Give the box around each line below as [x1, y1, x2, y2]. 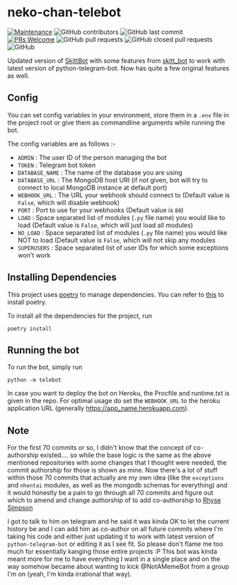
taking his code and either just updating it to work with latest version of [7, 532, 214, 541]
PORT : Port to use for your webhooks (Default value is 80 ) [17, 206, 184, 214]
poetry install [7, 325, 52, 332]
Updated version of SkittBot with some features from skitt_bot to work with [7, 56, 225, 64]
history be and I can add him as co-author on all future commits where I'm [7, 525, 224, 533]
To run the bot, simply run [7, 363, 83, 371]
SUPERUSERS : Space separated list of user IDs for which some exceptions [17, 243, 229, 252]
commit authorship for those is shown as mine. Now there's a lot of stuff [7, 466, 218, 475]
